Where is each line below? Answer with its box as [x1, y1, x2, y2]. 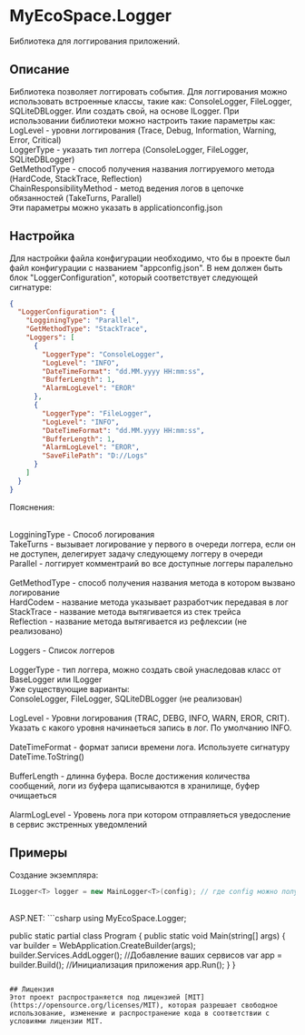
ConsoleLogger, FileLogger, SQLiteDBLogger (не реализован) [9, 693, 243, 704]
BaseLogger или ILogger [9, 674, 103, 685]
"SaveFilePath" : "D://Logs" [42, 451, 148, 460]
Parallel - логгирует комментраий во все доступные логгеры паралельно [9, 558, 293, 568]
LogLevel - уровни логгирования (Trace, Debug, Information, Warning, [9, 125, 277, 136]
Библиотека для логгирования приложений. [9, 35, 181, 46]
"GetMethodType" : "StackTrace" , [25, 325, 148, 334]
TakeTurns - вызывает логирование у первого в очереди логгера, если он [9, 538, 296, 549]
